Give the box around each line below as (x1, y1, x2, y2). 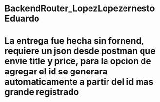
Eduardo (4, 13, 39, 24)
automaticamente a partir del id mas (4, 76, 154, 87)
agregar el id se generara (4, 66, 108, 77)
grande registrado (4, 87, 79, 98)
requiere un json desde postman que (4, 45, 156, 57)
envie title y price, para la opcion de (4, 56, 151, 67)
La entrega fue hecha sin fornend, (4, 35, 144, 46)
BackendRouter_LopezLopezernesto (4, 3, 155, 14)
